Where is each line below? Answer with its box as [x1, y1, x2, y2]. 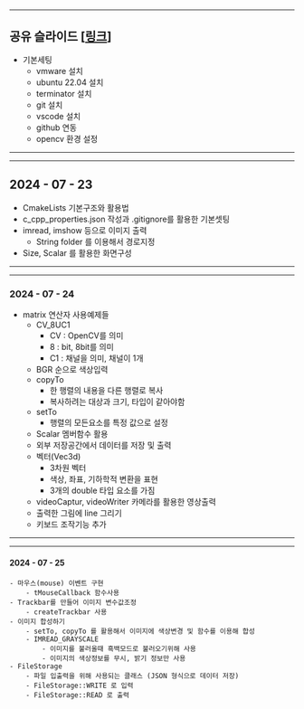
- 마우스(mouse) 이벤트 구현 [9, 579, 104, 588]
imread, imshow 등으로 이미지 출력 [22, 224, 147, 235]
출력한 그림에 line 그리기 [35, 507, 122, 519]
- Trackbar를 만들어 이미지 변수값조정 [9, 598, 138, 608]
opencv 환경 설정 [35, 134, 98, 144]
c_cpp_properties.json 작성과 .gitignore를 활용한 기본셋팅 [22, 213, 231, 224]
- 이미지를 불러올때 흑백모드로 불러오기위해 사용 [42, 645, 196, 654]
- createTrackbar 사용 [25, 608, 108, 617]
